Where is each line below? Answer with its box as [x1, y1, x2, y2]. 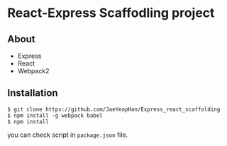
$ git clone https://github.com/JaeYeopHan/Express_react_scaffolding [7, 106, 221, 113]
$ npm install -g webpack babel [7, 111, 103, 119]
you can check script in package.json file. [7, 130, 128, 139]
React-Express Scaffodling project [7, 5, 215, 21]
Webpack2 [17, 67, 50, 75]
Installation [7, 87, 58, 99]
